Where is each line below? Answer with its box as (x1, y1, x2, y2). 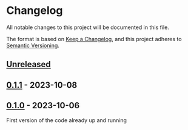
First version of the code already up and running (6, 116, 127, 124)
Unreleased (6, 59, 52, 70)
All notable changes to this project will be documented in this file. (6, 24, 170, 31)
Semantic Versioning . (6, 42, 59, 49)
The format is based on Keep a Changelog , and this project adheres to (6, 35, 182, 42)
